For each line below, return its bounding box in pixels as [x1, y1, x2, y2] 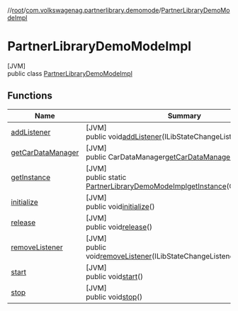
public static [86, 172, 127, 182]
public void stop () [86, 292, 143, 302]
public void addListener [86, 131, 162, 141]
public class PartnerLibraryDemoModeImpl [7, 69, 133, 77]
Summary [167, 111, 202, 120]
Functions [7, 90, 53, 102]
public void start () [86, 271, 144, 281]
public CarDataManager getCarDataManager [86, 152, 234, 162]
